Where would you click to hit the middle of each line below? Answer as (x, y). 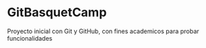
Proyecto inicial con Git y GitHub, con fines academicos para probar (103, 31)
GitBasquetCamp (57, 13)
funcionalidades (30, 38)
